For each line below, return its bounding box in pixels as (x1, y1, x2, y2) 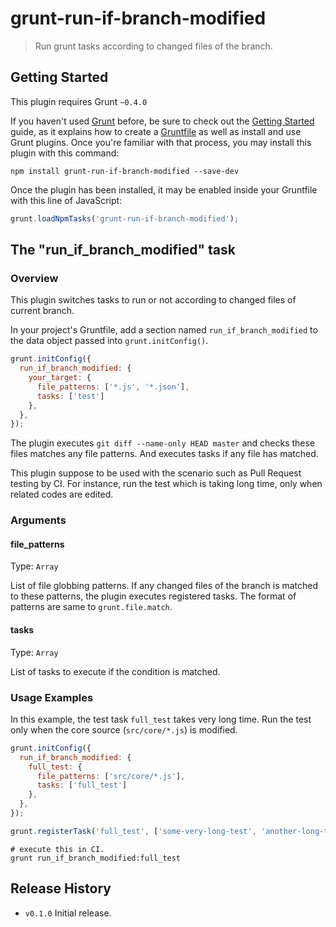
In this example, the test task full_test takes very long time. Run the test (10, 713, 312, 725)
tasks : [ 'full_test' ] (36, 780, 128, 791)
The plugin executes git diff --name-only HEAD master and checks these (10, 437, 316, 449)
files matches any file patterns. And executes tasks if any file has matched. (10, 448, 319, 460)
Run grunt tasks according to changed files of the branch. (34, 40, 273, 52)
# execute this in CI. (10, 844, 105, 854)
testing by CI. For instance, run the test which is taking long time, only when (10, 478, 323, 490)
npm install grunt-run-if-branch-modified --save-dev (10, 166, 240, 176)
